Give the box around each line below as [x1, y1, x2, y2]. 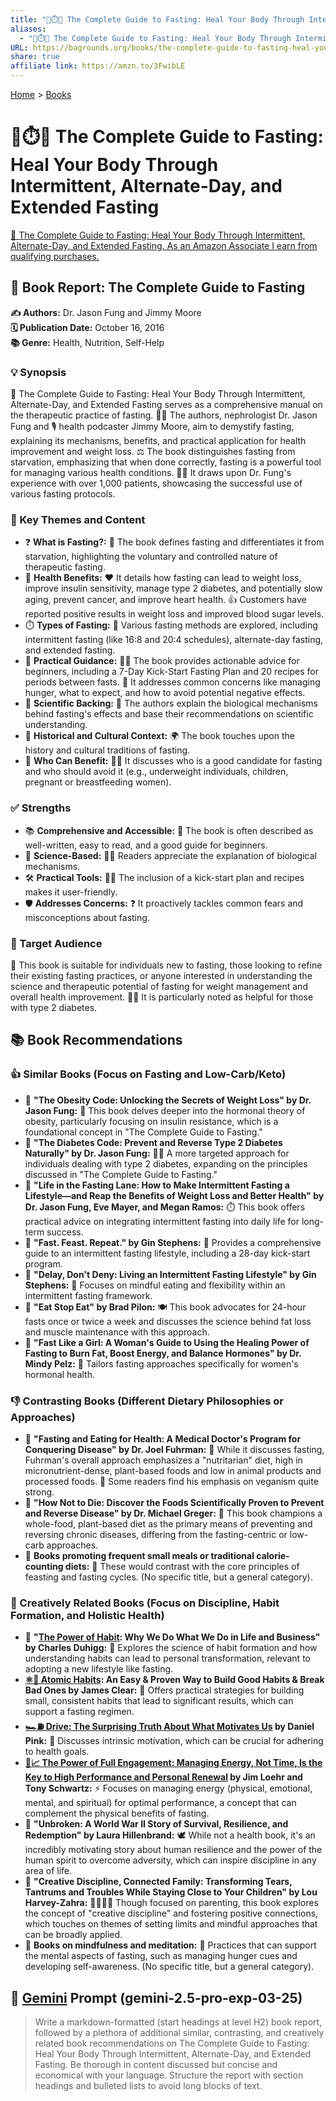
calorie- [256, 1549, 290, 1561]
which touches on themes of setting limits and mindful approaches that [24, 1918, 318, 1930]
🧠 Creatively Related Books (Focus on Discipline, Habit [10, 1596, 280, 1610]
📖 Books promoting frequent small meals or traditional [24, 1549, 255, 1561]
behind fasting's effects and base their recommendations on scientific [24, 708, 314, 720]
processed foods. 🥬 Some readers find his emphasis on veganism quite [24, 1475, 319, 1487]
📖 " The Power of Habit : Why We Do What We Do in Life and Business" [24, 1631, 321, 1643]
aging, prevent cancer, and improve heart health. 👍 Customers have [24, 594, 307, 606]
